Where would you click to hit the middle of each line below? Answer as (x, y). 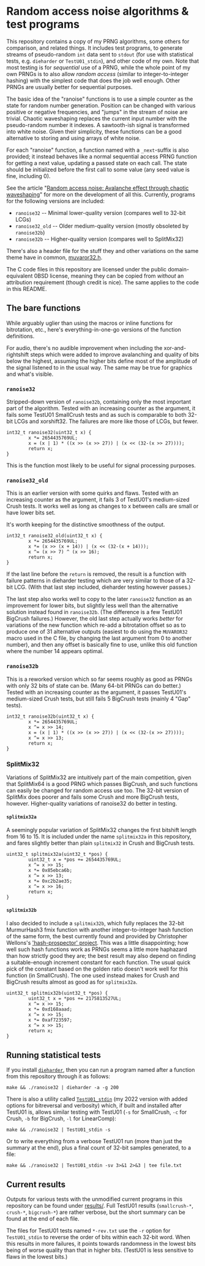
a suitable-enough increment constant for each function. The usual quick (99, 963)
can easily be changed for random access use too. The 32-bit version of (98, 790)
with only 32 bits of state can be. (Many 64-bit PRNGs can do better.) (94, 685)
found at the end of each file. (43, 1218)
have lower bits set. (31, 513)
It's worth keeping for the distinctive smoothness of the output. (86, 525)
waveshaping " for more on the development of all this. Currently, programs (101, 194)
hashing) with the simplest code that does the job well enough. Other (93, 80)
